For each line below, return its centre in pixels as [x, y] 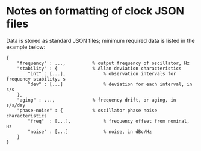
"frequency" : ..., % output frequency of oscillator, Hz [103, 63]
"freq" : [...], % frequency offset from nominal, [109, 121]
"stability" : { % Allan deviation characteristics [99, 68]
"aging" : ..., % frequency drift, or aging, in [97, 100]
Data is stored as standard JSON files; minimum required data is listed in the [100, 40]
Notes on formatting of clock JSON [95, 11]
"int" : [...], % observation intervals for [102, 73]
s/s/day [16, 105]
